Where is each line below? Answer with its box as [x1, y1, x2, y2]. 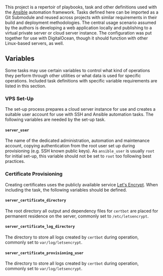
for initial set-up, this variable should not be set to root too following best [5, 153, 152, 159]
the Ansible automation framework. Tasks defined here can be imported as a [5, 9, 159, 15]
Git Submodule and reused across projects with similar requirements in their [5, 15, 157, 20]
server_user [5, 128, 29, 133]
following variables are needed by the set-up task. [5, 117, 106, 122]
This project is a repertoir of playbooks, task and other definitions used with [5, 4, 157, 10]
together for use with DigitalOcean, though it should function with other [5, 35, 148, 41]
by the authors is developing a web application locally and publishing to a [5, 25, 152, 31]
